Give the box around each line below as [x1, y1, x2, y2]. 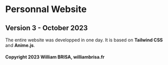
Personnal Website [5, 4, 87, 15]
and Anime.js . [5, 42, 36, 48]
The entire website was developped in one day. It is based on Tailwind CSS [5, 37, 163, 43]
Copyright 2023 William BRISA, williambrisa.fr [5, 54, 105, 60]
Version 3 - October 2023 [5, 24, 88, 32]
